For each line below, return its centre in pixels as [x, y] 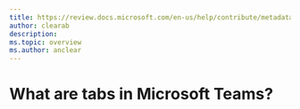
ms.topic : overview [46, 42]
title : [21, 17]
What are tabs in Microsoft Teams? [142, 94]
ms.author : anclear [46, 51]
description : [33, 34]
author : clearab [39, 26]
